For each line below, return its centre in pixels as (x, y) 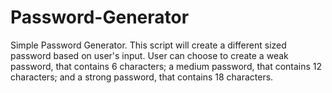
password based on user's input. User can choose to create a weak (149, 55)
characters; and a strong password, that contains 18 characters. (142, 77)
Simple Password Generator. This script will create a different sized (148, 45)
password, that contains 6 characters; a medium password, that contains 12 (166, 66)
